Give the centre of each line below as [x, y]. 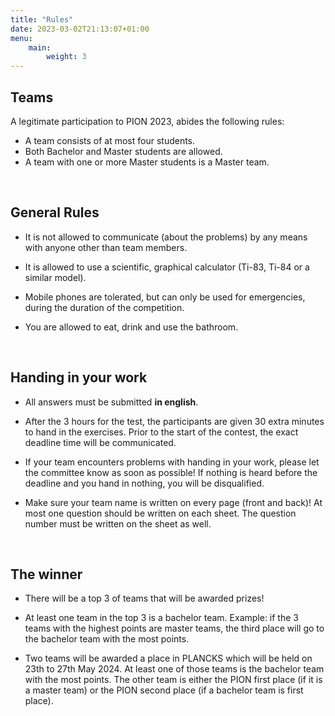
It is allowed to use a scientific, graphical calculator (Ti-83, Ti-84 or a [167, 267]
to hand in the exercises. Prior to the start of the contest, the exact [161, 432]
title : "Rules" [42, 19]
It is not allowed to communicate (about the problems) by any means [166, 237]
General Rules [55, 212]
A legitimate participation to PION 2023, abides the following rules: [147, 121]
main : [40, 47]
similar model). [55, 277]
